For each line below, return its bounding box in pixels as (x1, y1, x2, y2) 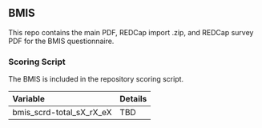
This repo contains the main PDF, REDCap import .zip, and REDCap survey (8, 27, 254, 37)
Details (119, 94, 147, 105)
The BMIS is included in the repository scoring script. (8, 74, 184, 84)
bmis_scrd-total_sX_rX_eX (12, 107, 112, 118)
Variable (12, 94, 46, 105)
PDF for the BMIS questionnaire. (8, 36, 115, 46)
